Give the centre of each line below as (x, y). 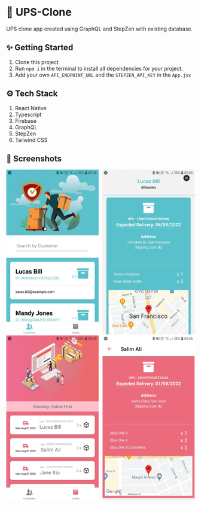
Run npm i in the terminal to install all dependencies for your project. (99, 68)
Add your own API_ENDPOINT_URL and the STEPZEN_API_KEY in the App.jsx (103, 75)
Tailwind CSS (31, 140)
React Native (31, 108)
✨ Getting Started (40, 48)
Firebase (26, 121)
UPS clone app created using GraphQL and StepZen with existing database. (100, 29)
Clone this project (36, 62)
